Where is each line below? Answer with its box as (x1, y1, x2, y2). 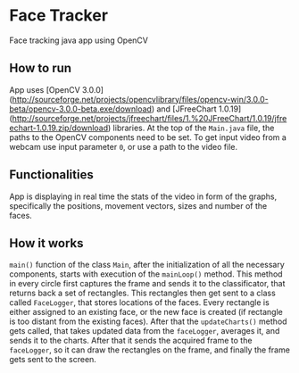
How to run (9, 61, 72, 76)
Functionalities (9, 167, 94, 183)
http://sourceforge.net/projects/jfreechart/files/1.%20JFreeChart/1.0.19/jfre (12, 112, 287, 123)
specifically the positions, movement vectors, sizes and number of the (9, 200, 268, 211)
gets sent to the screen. (9, 354, 96, 365)
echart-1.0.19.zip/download (9, 122, 109, 133)
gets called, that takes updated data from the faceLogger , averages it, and (9, 326, 280, 336)
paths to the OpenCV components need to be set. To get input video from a (9, 131, 287, 143)
